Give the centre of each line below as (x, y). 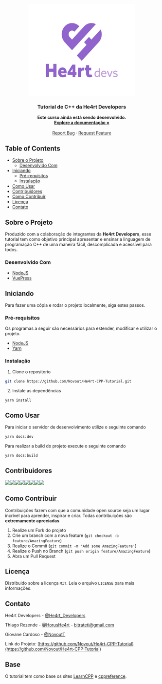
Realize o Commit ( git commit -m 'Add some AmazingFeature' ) (74, 546)
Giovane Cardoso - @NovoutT (35, 635)
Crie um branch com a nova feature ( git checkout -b (65, 535)
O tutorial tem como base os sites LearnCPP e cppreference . (66, 676)
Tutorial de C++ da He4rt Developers (82, 107)
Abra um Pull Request (34, 556)
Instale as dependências (36, 390)
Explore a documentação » (82, 123)
